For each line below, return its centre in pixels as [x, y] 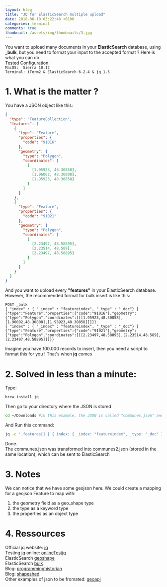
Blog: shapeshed [22, 574]
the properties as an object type [45, 513]
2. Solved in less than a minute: [71, 374]
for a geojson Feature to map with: [40, 493]
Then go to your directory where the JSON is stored [58, 407]
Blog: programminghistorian [34, 568]
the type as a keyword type [40, 508]
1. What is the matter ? [52, 92]
